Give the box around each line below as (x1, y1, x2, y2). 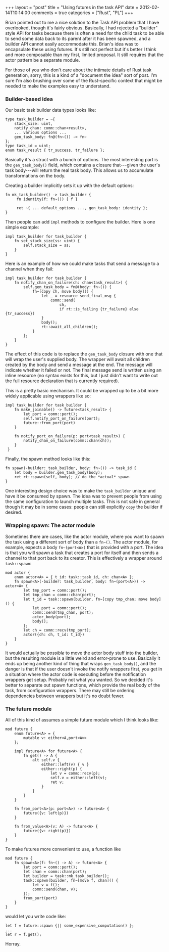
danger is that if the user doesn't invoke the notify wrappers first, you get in (5, 666, 162, 672)
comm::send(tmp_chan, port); (32, 610, 94, 615)
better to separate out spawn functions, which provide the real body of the (5, 682, 160, 688)
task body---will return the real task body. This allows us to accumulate (5, 167, 154, 173)
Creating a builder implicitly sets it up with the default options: (5, 183, 134, 189)
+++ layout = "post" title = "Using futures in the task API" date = (5, 5, 139, 10)
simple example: (5, 224, 39, 231)
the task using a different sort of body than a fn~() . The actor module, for (5, 538, 158, 545)
